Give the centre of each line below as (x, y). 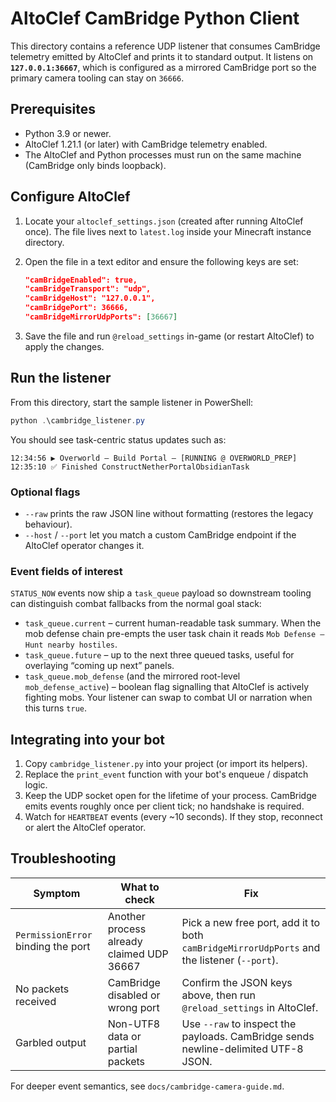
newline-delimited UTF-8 (242, 1049)
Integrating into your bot (88, 739)
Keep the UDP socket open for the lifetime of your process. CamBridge (170, 796)
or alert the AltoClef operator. (85, 828)
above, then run (218, 995)
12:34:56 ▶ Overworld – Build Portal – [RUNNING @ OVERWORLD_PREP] (154, 458)
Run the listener (61, 378)
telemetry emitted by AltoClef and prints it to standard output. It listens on (162, 56)
